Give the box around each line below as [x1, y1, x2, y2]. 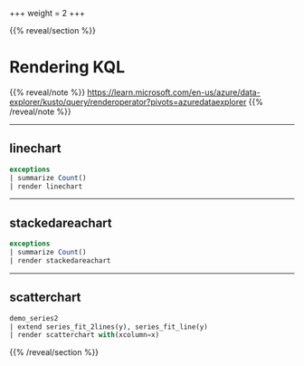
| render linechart [9, 181, 83, 191]
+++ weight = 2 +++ [9, 8, 86, 18]
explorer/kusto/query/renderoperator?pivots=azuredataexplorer [9, 96, 247, 107]
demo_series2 [9, 313, 59, 323]
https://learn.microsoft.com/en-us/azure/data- [87, 86, 261, 98]
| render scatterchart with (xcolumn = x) [9, 331, 160, 340]
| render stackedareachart [9, 255, 111, 265]
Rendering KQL [9, 57, 125, 78]
